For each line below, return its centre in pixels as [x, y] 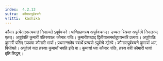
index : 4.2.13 [20, 9]
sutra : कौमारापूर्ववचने [23, 14]
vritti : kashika [23, 18]
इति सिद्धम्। [14, 54]
